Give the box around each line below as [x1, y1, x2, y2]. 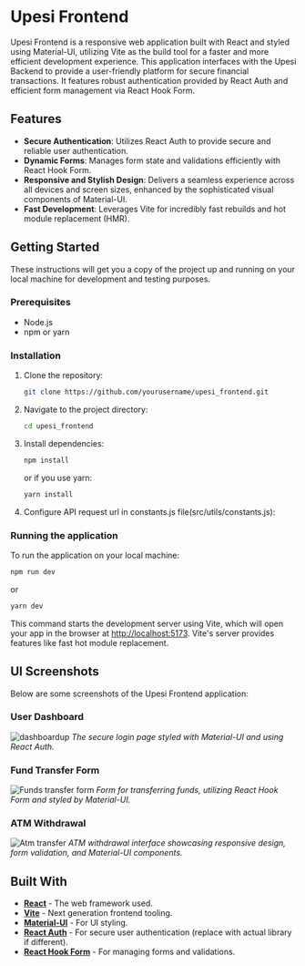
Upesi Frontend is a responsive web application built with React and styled [10, 36, 290, 47]
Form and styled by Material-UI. [10, 795, 131, 806]
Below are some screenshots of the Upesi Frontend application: [10, 688, 249, 699]
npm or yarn [23, 326, 70, 337]
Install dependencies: [23, 437, 105, 448]
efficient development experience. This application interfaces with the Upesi [10, 56, 297, 67]
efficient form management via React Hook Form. [10, 85, 196, 96]
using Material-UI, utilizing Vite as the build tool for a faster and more [10, 46, 269, 57]
